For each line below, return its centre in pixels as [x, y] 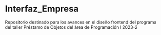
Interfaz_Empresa [42, 9]
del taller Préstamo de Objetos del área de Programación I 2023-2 [71, 27]
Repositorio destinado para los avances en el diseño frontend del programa [81, 22]
